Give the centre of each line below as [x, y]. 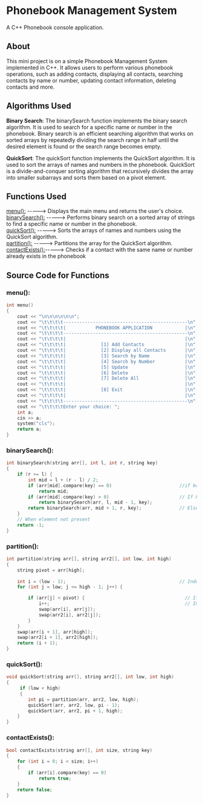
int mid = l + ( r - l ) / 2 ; [63, 480]
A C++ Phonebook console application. [55, 27]
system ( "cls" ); [36, 424]
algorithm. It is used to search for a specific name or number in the [89, 127]
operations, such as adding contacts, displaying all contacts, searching [95, 74]
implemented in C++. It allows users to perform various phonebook [90, 67]
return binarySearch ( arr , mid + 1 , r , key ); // [107, 508]
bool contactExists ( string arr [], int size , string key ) [79, 750]
